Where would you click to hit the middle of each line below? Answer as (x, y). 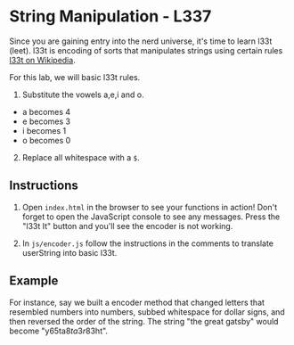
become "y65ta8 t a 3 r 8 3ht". (59, 331)
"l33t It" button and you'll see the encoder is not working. (127, 226)
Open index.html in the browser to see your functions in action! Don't (150, 207)
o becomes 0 (46, 140)
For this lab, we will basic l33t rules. (75, 77)
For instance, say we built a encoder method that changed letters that (137, 302)
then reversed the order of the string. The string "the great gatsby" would (144, 321)
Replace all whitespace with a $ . (81, 157)
